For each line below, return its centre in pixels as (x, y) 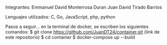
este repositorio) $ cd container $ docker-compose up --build (70, 37)
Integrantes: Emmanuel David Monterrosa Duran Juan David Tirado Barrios (84, 7)
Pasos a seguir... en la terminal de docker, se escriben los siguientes (77, 26)
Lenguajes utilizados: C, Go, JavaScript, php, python (60, 17)
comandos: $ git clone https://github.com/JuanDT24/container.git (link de (82, 32)
